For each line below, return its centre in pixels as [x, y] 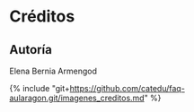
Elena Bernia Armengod [53, 71]
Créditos [42, 17]
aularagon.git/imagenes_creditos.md [77, 98]
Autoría [31, 50]
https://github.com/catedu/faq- [128, 88]
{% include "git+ [40, 88]
